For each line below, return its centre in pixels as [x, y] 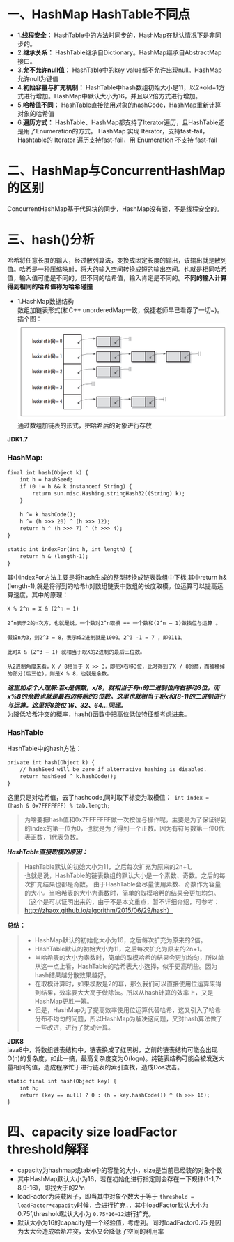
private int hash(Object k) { [51, 763]
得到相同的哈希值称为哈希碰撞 [50, 286]
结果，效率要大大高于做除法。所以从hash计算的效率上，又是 [127, 993]
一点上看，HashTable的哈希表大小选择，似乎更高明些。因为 [132, 966]
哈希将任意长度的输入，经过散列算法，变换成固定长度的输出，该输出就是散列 [117, 260]
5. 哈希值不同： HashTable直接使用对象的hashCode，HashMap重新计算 [119, 105]
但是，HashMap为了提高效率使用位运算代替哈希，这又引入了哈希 [128, 1010]
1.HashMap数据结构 [46, 301]
